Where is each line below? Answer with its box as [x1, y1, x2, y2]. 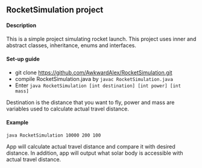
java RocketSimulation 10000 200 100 [6, 132, 101, 138]
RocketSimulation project [6, 5, 104, 15]
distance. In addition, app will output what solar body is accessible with [6, 149, 183, 157]
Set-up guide [6, 56, 40, 63]
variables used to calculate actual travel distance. [6, 105, 130, 112]
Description [6, 21, 37, 29]
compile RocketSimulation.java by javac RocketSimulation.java [14, 75, 174, 82]
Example [6, 119, 29, 126]
